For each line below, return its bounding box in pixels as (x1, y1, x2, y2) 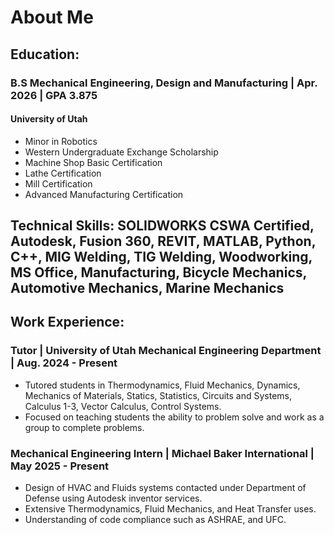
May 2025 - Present (10, 459, 110, 473)
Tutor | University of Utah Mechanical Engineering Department (10, 344, 322, 358)
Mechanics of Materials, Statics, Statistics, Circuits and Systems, (24, 389, 293, 401)
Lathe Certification (24, 167, 102, 179)
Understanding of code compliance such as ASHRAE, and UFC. (24, 514, 287, 526)
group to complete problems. (24, 421, 145, 433)
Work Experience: (10, 314, 125, 331)
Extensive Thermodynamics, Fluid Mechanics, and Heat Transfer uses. (24, 503, 317, 515)
